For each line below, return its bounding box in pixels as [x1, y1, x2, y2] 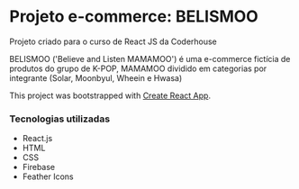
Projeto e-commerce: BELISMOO [9, 6, 258, 27]
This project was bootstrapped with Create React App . [9, 90, 212, 101]
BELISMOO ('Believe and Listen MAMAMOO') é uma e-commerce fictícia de [9, 53, 291, 64]
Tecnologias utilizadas [9, 112, 111, 125]
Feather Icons [22, 171, 74, 182]
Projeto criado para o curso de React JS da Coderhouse [9, 36, 218, 47]
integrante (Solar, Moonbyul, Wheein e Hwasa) [9, 72, 183, 83]
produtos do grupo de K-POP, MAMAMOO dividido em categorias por [9, 63, 267, 74]
